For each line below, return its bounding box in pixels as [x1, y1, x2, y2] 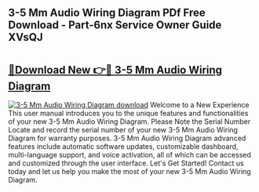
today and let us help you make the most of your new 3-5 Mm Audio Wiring [8, 167, 251, 176]
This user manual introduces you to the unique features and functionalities [8, 109, 249, 118]
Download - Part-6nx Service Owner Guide [8, 19, 222, 32]
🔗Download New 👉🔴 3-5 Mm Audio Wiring [8, 63, 222, 77]
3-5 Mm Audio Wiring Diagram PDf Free [8, 6, 206, 20]
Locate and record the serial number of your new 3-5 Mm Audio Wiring [8, 125, 238, 134]
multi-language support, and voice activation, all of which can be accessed [8, 150, 251, 159]
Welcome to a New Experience [150, 100, 250, 109]
